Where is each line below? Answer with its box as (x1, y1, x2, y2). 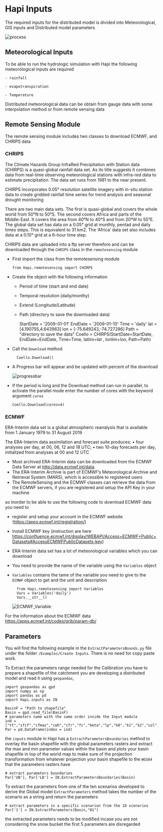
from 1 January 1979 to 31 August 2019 (5, 430, 82, 436)
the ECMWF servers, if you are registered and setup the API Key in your (12, 485, 155, 491)
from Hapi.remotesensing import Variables (16, 587, 104, 592)
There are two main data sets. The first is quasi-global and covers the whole (5, 206, 158, 212)
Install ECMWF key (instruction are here (12, 528, 92, 534)
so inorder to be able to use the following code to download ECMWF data (5, 499, 152, 505)
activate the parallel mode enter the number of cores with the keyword (12, 388, 153, 393)
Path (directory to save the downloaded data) (19, 311, 110, 317)
